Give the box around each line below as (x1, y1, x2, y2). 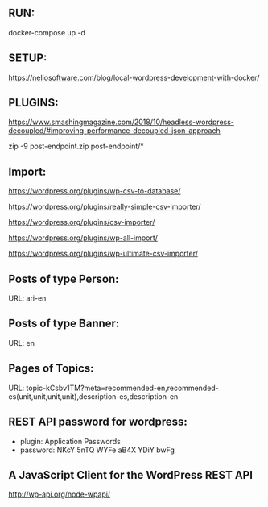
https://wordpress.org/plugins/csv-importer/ (8, 218, 155, 227)
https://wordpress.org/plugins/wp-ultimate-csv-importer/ (8, 249, 199, 259)
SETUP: (8, 52, 47, 65)
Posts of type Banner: (8, 317, 120, 330)
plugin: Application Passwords (19, 436, 121, 446)
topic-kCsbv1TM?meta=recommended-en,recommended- (26, 383, 219, 393)
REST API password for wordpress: (8, 415, 188, 429)
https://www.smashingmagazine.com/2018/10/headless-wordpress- (8, 117, 235, 127)
